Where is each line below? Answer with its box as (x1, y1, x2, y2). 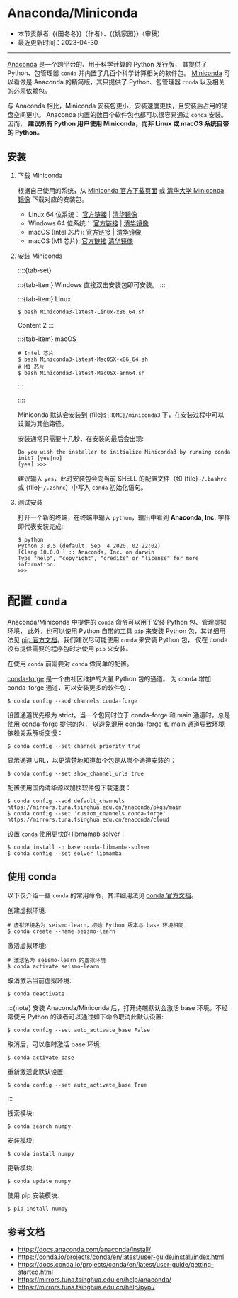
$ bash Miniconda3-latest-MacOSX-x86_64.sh (17, 356, 149, 363)
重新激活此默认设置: (7, 1067, 66, 1075)
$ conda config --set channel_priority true (7, 742, 141, 749)
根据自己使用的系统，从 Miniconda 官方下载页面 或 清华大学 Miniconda (17, 186, 225, 194)
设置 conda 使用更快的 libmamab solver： (7, 829, 126, 838)
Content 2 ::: (17, 320, 55, 329)
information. (17, 561, 57, 568)
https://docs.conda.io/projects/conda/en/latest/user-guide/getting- (17, 1260, 215, 1269)
